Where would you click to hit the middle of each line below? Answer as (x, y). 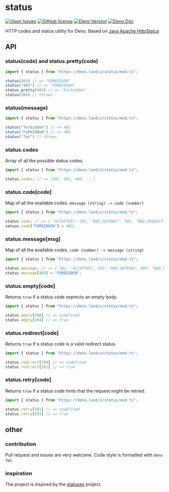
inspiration (19, 473)
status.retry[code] (28, 380)
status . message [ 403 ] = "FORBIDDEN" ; (44, 273)
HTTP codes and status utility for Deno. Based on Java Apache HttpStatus (82, 31)
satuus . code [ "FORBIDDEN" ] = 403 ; (40, 226)
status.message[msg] (33, 239)
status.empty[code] (30, 286)
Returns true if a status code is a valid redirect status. (61, 344)
